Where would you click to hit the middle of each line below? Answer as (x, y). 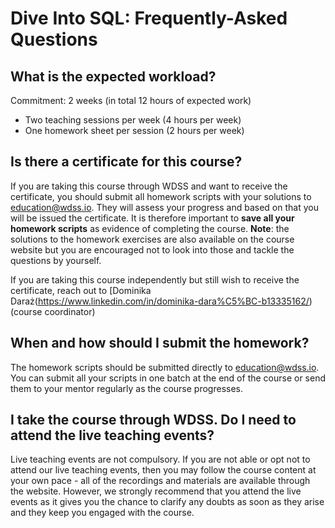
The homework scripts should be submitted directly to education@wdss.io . (165, 367)
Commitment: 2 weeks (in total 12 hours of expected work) (131, 100)
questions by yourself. (56, 260)
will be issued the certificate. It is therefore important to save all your (152, 218)
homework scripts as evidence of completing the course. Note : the (150, 228)
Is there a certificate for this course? (126, 162)
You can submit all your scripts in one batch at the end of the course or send (168, 378)
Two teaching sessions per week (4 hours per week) (133, 120)
